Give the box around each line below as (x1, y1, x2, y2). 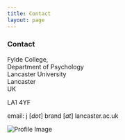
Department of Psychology (7, 62, 85, 71)
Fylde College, (7, 55, 49, 63)
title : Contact (7, 10, 51, 17)
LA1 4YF (7, 98, 31, 106)
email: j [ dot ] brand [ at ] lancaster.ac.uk (7, 112, 119, 120)
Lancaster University (7, 70, 67, 78)
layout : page (7, 17, 45, 24)
